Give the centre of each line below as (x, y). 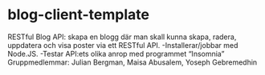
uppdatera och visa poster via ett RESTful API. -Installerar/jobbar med (123, 45)
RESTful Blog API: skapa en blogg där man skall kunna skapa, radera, (122, 37)
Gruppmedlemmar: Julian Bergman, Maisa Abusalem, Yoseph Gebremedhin (132, 62)
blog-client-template (79, 15)
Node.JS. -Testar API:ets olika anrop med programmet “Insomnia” (116, 53)
